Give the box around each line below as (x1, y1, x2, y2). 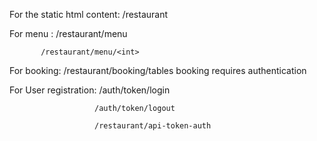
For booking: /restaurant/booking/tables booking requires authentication (9, 65, 307, 76)
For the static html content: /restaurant (9, 9, 169, 20)
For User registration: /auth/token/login (9, 84, 171, 96)
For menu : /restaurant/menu (9, 28, 128, 39)
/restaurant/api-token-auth (94, 121, 212, 131)
